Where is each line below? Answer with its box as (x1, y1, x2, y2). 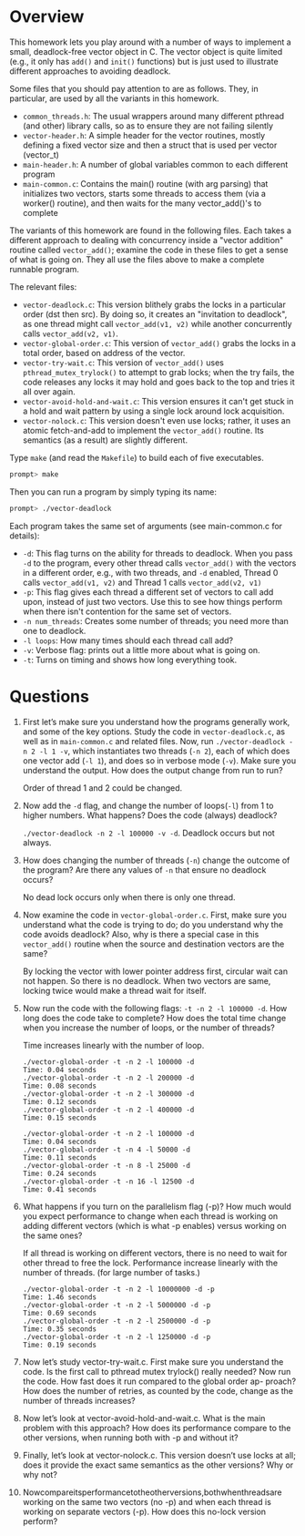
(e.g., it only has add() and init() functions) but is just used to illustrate (9, 56, 280, 67)
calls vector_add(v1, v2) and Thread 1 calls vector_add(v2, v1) (22, 577, 262, 588)
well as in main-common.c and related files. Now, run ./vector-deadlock (22, 735, 285, 746)
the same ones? (22, 1230, 83, 1241)
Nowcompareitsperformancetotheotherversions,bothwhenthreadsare (22, 1487, 282, 1498)
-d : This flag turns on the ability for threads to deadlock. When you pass (22, 548, 293, 558)
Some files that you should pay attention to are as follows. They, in (9, 83, 259, 94)
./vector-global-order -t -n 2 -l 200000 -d (22, 1073, 195, 1082)
